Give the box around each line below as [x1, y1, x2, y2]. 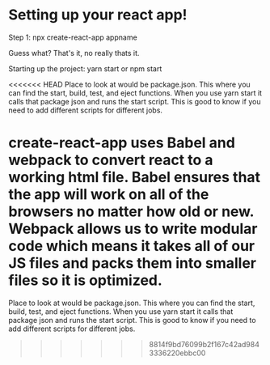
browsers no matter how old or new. [8, 202, 255, 221]
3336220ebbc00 [149, 348, 206, 358]
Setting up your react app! [8, 6, 188, 24]
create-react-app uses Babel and [8, 134, 236, 152]
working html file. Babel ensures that [8, 168, 261, 187]
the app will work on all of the [8, 185, 209, 204]
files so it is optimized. [8, 271, 163, 290]
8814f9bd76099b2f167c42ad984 [149, 339, 260, 349]
